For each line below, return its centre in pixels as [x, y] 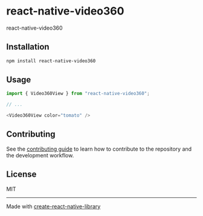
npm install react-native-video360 [51, 61]
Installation [28, 47]
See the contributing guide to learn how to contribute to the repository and [99, 149]
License [21, 175]
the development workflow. [40, 155]
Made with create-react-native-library [53, 206]
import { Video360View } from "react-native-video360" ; [78, 94]
